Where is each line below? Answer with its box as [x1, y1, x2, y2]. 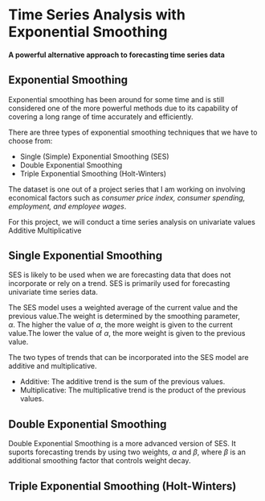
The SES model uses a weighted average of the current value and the [8, 303, 238, 313]
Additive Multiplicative [8, 226, 82, 235]
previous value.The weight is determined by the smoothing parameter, [8, 312, 241, 321]
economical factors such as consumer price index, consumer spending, [8, 193, 246, 202]
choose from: [8, 135, 53, 146]
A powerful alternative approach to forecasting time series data [8, 50, 225, 60]
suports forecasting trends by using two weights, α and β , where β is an [8, 447, 247, 457]
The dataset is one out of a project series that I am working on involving [8, 184, 246, 194]
